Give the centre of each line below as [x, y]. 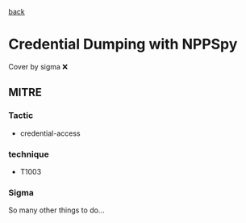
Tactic [21, 116]
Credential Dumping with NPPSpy [123, 44]
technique [29, 154]
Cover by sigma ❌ [38, 66]
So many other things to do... [56, 210]
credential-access [50, 133]
